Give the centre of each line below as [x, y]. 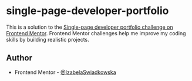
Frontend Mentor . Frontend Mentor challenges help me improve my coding [96, 33]
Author [19, 58]
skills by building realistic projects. [48, 39]
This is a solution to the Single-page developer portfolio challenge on [90, 27]
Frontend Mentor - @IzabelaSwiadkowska [65, 72]
